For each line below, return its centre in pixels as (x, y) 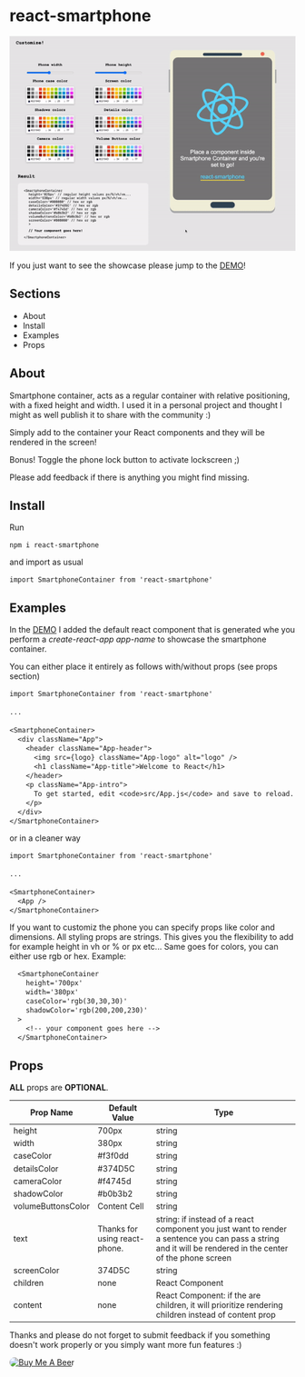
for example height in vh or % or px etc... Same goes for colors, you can (144, 947)
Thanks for (118, 1229)
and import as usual (46, 562)
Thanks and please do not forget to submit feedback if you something (140, 1335)
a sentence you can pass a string (217, 1238)
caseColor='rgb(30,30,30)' (77, 1002)
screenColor (36, 1270)
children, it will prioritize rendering (219, 1305)
